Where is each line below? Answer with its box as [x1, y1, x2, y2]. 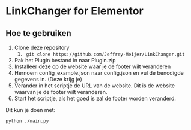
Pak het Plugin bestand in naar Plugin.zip [14, 57, 116, 64]
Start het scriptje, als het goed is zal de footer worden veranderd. [14, 95, 177, 102]
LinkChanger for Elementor [5, 4, 144, 18]
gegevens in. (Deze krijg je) [14, 76, 82, 83]
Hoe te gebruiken [5, 28, 71, 38]
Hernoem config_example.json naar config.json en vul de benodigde [14, 69, 184, 76]
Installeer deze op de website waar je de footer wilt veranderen [14, 63, 171, 70]
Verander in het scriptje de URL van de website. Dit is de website [14, 82, 175, 89]
